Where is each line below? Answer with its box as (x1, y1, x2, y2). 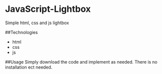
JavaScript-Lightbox (5, 3, 91, 15)
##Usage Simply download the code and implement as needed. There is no (5, 59, 158, 65)
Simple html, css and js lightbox (5, 20, 69, 26)
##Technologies (5, 29, 38, 35)
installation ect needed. (5, 64, 53, 70)
